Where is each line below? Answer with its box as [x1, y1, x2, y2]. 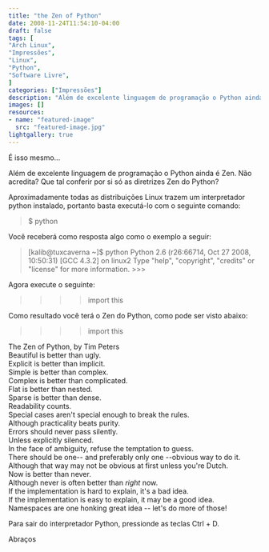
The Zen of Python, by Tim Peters [8, 342, 120, 351]
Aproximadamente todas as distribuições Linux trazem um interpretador [8, 192, 246, 202]
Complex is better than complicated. [8, 375, 128, 385]
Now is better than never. [8, 469, 92, 478]
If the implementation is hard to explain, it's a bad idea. [8, 486, 190, 496]
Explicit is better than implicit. [8, 358, 106, 368]
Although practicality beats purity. [8, 418, 120, 428]
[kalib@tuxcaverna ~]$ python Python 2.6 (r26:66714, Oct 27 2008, [27, 247, 251, 257]
